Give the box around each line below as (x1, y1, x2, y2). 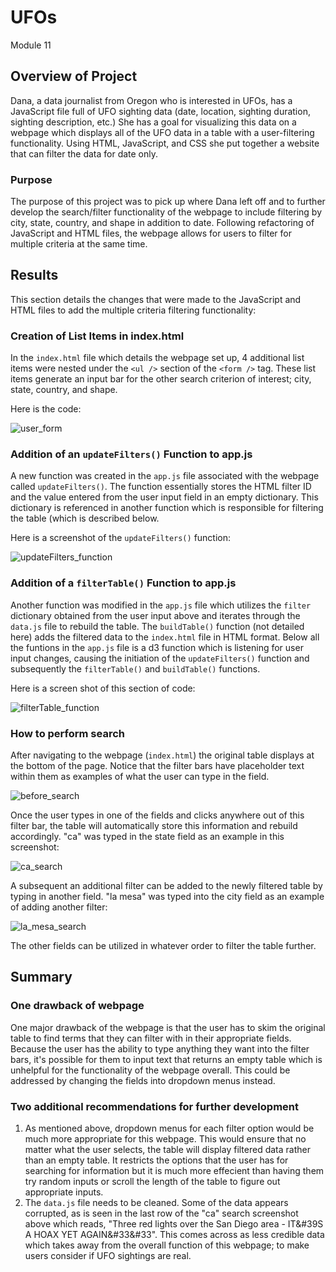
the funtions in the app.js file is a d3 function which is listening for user (10, 641, 304, 653)
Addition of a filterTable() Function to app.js (10, 576, 237, 590)
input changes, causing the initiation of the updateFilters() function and (10, 652, 310, 664)
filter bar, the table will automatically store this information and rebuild (10, 820, 298, 832)
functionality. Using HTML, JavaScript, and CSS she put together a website (10, 137, 320, 149)
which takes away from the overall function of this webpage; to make (24, 1239, 310, 1251)
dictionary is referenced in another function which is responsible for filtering (10, 502, 324, 514)
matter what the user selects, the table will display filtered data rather (24, 1144, 311, 1156)
